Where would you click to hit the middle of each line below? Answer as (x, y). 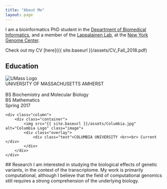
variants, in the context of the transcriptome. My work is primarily (74, 170)
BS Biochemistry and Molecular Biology (47, 94)
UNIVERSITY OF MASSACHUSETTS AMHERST (55, 84)
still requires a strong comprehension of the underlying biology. (72, 181)
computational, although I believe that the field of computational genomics (84, 175)
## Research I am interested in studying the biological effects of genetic (81, 164)
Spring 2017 (18, 106)
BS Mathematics (23, 100)
